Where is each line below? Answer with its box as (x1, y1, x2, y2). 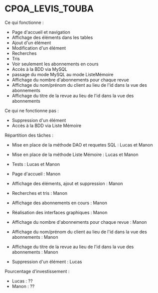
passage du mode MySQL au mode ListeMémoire (11, 71, 114, 77)
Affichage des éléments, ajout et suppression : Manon (11, 180, 123, 186)
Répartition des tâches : (4, 132, 53, 138)
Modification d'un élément (11, 45, 66, 51)
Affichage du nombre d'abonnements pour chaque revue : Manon (11, 219, 147, 225)
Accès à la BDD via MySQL (11, 66, 68, 72)
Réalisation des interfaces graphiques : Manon (11, 209, 108, 215)
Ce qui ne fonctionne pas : (4, 108, 59, 114)
